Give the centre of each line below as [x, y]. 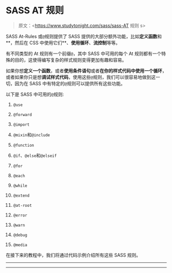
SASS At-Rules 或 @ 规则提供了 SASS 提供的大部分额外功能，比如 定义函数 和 [84, 36]
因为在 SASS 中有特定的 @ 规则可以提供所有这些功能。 [70, 83]
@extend [21, 196]
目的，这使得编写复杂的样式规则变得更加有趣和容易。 [70, 60]
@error [20, 215]
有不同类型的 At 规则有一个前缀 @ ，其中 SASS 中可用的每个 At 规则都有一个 [84, 53]
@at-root [22, 205]
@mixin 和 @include [32, 134]
